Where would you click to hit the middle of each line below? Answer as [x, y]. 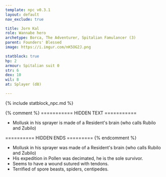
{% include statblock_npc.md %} [39, 103]
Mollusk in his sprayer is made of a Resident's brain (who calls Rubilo [84, 123]
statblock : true [22, 56]
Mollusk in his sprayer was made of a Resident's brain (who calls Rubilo [87, 147]
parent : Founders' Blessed [33, 43]
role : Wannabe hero [26, 33]
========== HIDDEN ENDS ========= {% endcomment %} [71, 138]
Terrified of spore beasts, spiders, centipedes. [61, 169]
